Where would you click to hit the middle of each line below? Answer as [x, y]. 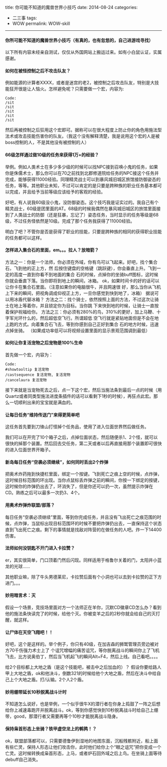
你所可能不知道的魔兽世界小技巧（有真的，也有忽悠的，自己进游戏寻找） [79, 40]
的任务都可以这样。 [25, 237]
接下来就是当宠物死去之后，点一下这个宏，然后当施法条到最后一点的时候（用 [83, 390]
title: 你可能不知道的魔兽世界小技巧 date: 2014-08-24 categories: [72, 7]
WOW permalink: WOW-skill [41, 23]
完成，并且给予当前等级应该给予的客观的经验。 [57, 192]
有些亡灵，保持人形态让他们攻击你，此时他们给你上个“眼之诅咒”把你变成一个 [83, 747]
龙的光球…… [18, 566]
